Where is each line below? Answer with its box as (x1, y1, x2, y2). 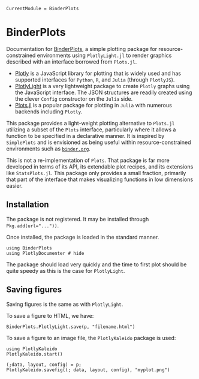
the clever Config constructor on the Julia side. (14, 95, 133, 102)
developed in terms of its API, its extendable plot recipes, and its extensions (6, 163, 194, 170)
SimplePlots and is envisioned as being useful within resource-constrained (6, 139, 191, 146)
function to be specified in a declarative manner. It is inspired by (6, 132, 165, 139)
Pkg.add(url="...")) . (6, 222, 59, 229)
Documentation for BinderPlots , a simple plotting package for (6, 45, 158, 52)
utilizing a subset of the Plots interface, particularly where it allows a (6, 126, 176, 133)
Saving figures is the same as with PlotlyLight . (6, 300, 123, 308)
